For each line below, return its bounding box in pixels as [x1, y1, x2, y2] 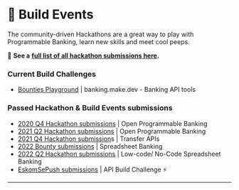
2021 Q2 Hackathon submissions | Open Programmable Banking [17, 127, 206, 135]
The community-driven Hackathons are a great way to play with [7, 30, 194, 38]
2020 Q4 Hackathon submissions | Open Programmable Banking [17, 119, 208, 127]
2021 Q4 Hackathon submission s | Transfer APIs [17, 134, 160, 143]
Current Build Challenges [7, 69, 97, 79]
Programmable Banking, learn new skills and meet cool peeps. [7, 37, 190, 46]
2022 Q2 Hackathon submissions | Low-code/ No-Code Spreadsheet [17, 149, 221, 158]
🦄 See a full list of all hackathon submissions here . [7, 51, 160, 60]
